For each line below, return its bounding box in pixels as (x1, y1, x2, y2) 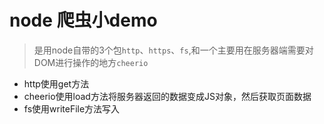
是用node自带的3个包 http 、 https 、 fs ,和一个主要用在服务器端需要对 (33, 44, 314, 56)
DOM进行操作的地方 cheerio (33, 56, 149, 68)
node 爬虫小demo (9, 9, 158, 32)
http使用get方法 (23, 77, 90, 90)
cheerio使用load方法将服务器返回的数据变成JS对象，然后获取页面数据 (23, 90, 312, 102)
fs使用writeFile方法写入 (23, 102, 121, 115)
